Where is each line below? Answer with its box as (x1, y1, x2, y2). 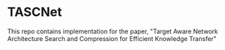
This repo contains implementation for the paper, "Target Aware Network (7, 27, 218, 35)
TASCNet (7, 4, 63, 20)
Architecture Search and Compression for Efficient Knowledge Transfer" (7, 34, 217, 42)
